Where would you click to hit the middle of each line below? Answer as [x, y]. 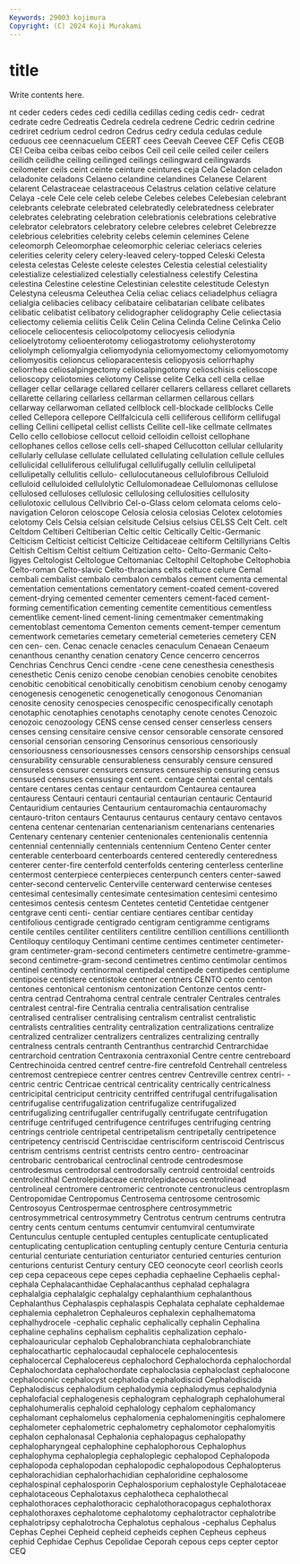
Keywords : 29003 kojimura [57, 17]
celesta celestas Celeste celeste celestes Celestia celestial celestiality [138, 265]
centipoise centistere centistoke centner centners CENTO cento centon [141, 979]
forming [24, 608]
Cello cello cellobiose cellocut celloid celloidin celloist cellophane [130, 437]
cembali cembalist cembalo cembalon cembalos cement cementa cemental [149, 579]
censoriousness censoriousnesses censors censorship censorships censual [150, 751]
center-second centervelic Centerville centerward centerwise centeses [141, 884]
